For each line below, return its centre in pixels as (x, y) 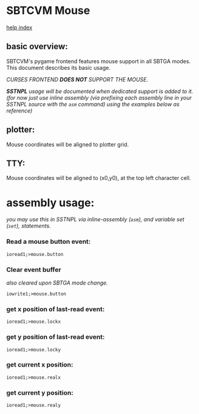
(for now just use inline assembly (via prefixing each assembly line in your (99, 97)
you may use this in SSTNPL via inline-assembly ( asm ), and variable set (96, 219)
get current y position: (40, 393)
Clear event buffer (34, 269)
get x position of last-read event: (56, 309)
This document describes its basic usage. (59, 67)
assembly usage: (50, 203)
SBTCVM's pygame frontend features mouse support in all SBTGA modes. (99, 61)
